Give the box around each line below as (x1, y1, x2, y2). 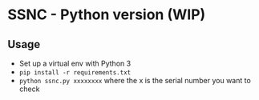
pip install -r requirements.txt (18, 69, 132, 77)
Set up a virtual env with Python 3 (18, 58, 132, 68)
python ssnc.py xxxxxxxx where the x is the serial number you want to (18, 76, 252, 85)
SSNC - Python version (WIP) (7, 6, 206, 24)
